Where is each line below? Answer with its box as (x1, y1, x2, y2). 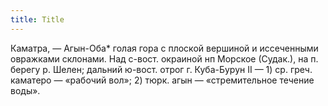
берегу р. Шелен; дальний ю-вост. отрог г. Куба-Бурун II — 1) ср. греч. (10, 63, 313, 75)
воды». (10, 84, 41, 96)
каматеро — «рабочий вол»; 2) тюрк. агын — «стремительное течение (10, 74, 315, 86)
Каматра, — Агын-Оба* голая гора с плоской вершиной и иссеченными (10, 42, 319, 54)
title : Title (10, 14, 65, 25)
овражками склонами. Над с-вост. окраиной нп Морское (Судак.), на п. (10, 52, 319, 65)
